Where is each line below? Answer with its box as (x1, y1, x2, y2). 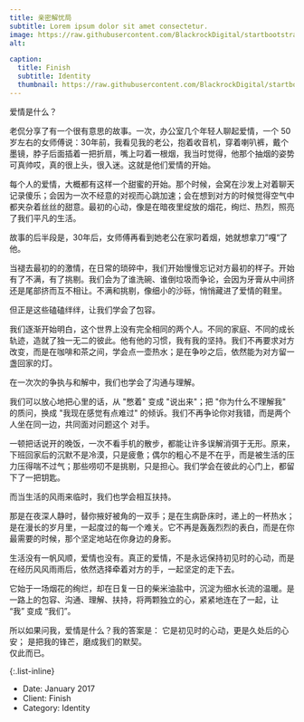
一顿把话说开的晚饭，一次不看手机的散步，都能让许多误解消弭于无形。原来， (9, 438, 295, 448)
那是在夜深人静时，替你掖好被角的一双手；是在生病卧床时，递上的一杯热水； (9, 510, 295, 521)
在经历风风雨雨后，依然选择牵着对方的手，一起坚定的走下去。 (9, 563, 240, 574)
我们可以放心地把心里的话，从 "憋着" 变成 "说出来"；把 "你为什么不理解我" (9, 396, 287, 407)
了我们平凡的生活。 (9, 212, 81, 223)
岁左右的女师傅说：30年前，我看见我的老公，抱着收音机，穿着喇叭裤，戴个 (9, 137, 290, 148)
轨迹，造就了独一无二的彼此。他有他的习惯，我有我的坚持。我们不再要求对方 (9, 334, 295, 345)
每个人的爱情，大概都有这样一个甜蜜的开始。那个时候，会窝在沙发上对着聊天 (9, 178, 295, 189)
